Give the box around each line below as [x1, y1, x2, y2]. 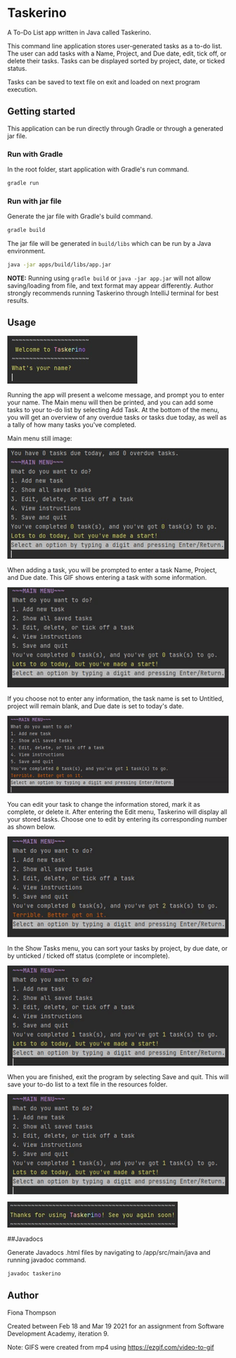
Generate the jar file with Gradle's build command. [7, 212, 153, 220]
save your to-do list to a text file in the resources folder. [7, 1080, 168, 1088]
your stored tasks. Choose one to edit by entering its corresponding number [7, 815, 228, 824]
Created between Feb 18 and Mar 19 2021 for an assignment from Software [7, 1321, 225, 1330]
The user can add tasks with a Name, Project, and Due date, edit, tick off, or [7, 49, 227, 58]
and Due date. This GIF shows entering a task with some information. [7, 573, 207, 581]
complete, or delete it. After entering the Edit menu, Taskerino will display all [7, 807, 228, 816]
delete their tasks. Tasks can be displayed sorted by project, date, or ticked [7, 56, 225, 65]
